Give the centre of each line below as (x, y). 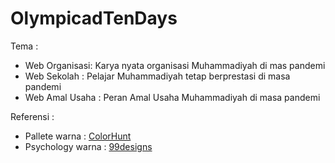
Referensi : (32, 116)
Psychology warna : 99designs (88, 146)
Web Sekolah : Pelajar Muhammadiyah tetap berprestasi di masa (157, 76)
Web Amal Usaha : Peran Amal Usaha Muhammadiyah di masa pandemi (172, 97)
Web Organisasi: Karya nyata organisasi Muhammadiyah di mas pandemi (175, 65)
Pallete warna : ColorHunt (78, 136)
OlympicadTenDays (94, 18)
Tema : (24, 46)
